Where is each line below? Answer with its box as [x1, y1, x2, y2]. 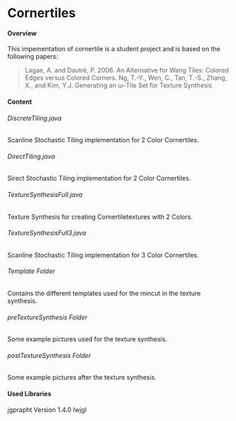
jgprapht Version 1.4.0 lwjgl [7, 405, 87, 414]
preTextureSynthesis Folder [7, 313, 87, 321]
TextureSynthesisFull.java [7, 190, 83, 198]
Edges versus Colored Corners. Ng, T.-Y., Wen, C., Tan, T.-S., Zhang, [24, 73, 227, 82]
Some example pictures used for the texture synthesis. [7, 335, 168, 343]
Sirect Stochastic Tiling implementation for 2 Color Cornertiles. [7, 174, 191, 183]
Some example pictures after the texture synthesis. [7, 373, 157, 382]
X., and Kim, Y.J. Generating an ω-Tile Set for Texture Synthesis [24, 81, 213, 90]
